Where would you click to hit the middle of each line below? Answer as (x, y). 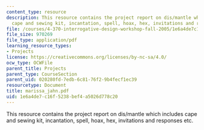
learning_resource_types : (39, 46)
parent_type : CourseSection (42, 74)
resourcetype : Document (36, 86)
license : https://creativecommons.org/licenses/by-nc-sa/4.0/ (87, 57)
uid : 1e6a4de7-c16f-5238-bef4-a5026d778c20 (62, 97)
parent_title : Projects (36, 68)
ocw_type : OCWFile (29, 63)
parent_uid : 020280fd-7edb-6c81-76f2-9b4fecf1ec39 (72, 80)
